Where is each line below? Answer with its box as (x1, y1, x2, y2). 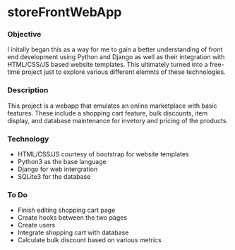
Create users (17, 221, 56, 230)
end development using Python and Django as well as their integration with (7, 53, 225, 61)
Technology (7, 134, 49, 144)
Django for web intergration (17, 165, 98, 173)
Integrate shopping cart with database (17, 228, 129, 237)
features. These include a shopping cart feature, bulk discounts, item (7, 108, 208, 117)
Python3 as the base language (17, 158, 107, 166)
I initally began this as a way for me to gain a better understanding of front (7, 45, 223, 54)
